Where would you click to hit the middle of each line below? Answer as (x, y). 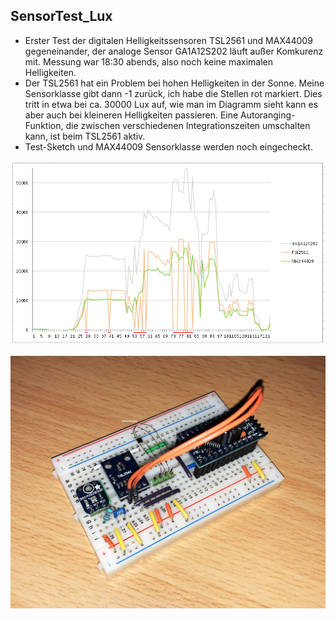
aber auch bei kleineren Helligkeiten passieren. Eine (131, 115)
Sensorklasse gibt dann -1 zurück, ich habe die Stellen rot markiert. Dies (173, 93)
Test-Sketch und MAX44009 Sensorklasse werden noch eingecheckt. (168, 146)
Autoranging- (268, 115)
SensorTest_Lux (61, 16)
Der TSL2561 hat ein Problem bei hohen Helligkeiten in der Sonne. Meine (174, 83)
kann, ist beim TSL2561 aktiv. (85, 136)
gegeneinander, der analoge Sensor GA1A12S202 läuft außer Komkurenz (174, 51)
